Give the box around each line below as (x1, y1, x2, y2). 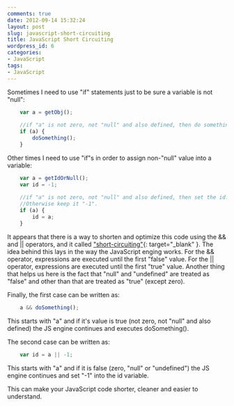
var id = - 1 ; (19, 181, 58, 188)
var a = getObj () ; (19, 109, 73, 116)
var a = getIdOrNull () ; (19, 174, 89, 181)
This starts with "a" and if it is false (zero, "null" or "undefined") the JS (7, 363, 210, 372)
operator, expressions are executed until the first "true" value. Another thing (7, 262, 225, 271)
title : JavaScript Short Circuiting (7, 36, 114, 43)
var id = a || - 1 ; (19, 351, 73, 358)
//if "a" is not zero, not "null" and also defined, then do (19, 121, 201, 129)
